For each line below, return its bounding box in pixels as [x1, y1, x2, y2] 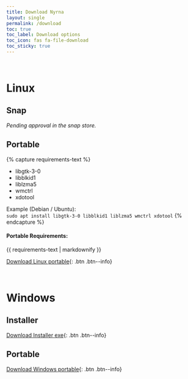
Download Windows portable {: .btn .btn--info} [6, 365, 122, 373]
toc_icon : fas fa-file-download [6, 37, 89, 43]
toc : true [6, 26, 32, 32]
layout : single [6, 15, 45, 21]
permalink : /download [6, 20, 62, 26]
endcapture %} [6, 218, 45, 226]
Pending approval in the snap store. [6, 122, 96, 129]
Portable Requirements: [6, 232, 68, 240]
